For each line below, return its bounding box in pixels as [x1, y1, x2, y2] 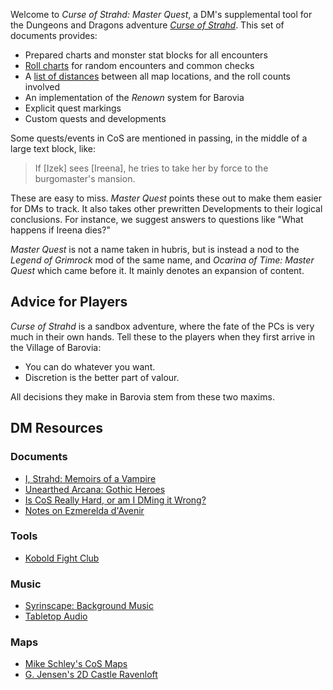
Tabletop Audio [24, 610, 88, 623]
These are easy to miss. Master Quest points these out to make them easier [10, 192, 322, 204]
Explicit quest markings [24, 102, 122, 114]
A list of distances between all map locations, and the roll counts [24, 70, 292, 82]
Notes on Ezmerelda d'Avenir [24, 504, 145, 516]
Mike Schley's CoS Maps [24, 658, 128, 670]
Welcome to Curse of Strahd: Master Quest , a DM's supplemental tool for [10, 9, 313, 20]
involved [24, 81, 61, 93]
